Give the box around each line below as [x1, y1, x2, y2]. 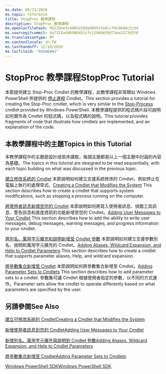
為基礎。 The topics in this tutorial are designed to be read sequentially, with [5, 160, 160, 166]
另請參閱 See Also [5, 302, 59, 311]
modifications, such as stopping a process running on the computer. [5, 193, 145, 199]
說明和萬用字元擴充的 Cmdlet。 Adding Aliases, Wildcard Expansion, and [13, 242, 162, 248]
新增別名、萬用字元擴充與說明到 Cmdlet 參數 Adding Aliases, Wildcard [5, 338, 148, 344]
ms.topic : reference [5, 12, 48, 17]
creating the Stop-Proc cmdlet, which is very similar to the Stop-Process [5, 101, 153, 107]
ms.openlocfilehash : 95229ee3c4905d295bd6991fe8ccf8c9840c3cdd [5, 26, 139, 31]
